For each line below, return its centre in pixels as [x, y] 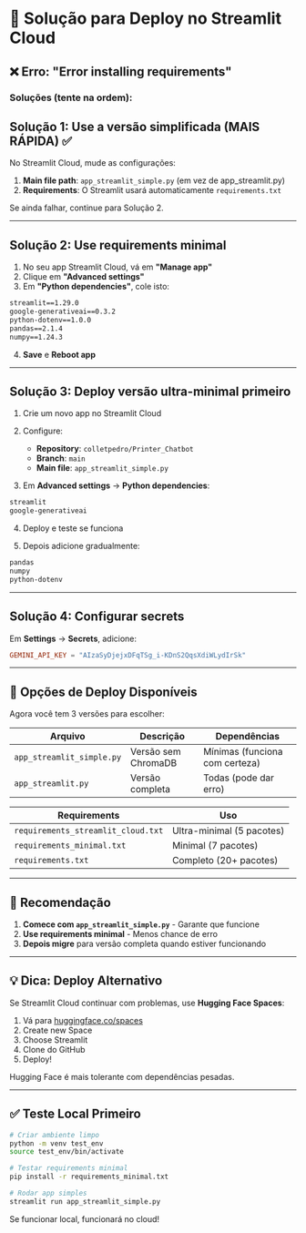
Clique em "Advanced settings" [83, 277]
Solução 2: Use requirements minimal [118, 245]
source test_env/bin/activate [67, 1152]
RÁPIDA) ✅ [41, 141]
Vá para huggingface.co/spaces [83, 1020]
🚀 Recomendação [60, 902]
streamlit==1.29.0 [44, 303]
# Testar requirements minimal [69, 1168]
